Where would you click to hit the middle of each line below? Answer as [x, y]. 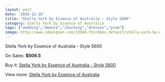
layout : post [18, 10]
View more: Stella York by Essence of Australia [52, 74]
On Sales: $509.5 [23, 56]
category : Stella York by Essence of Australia [55, 23]
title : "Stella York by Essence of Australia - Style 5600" [68, 19]
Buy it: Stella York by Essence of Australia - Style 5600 [61, 65]
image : [12, 32]
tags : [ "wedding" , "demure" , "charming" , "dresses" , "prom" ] [65, 28]
